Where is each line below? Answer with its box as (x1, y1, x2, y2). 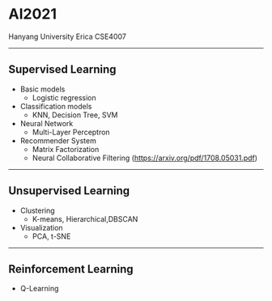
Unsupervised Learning (8, 184, 130, 198)
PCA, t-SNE (32, 231, 71, 241)
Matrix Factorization (32, 144, 100, 154)
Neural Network (19, 118, 74, 128)
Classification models (19, 101, 92, 111)
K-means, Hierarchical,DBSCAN (32, 214, 138, 223)
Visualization (19, 223, 63, 232)
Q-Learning (19, 284, 59, 294)
